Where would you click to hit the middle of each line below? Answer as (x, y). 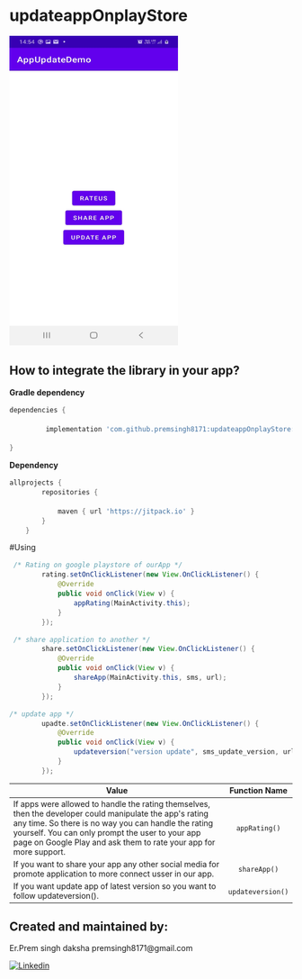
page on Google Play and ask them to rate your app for (114, 842)
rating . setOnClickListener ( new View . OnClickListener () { (150, 575)
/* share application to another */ (82, 639)
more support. (39, 851)
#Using (22, 548)
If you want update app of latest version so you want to (115, 886)
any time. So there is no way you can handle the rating (113, 823)
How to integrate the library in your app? (124, 371)
